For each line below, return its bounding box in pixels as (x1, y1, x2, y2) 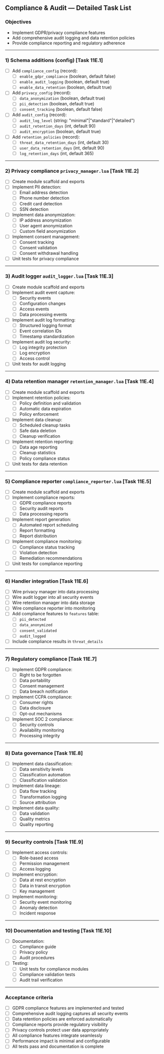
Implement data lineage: (12, 783, 61, 789)
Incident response (19, 910, 56, 916)
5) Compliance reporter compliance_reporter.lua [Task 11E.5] (5, 478, 151, 485)
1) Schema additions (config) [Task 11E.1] (5, 57, 103, 63)
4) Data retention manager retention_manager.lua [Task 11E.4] (5, 378, 154, 385)
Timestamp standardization (19, 334, 75, 340)
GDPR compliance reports (19, 500, 72, 506)
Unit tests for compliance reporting (12, 561, 83, 567)
